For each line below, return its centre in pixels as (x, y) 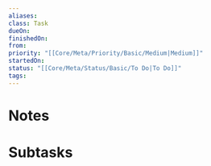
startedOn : (27, 61)
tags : (17, 76)
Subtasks (41, 152)
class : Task (28, 23)
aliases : (23, 16)
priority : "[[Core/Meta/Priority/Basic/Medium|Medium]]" (106, 53)
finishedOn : (28, 38)
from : (17, 46)
